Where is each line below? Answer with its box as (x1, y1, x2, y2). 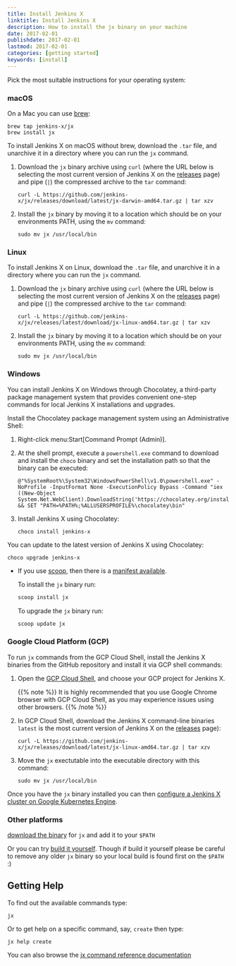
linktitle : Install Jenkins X (7, 17, 97, 24)
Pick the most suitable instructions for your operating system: (7, 76, 186, 84)
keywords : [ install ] (7, 56, 68, 64)
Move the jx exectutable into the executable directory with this (17, 756, 200, 764)
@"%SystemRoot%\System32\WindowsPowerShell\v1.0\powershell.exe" (17, 477, 213, 484)
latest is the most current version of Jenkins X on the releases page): (17, 724, 221, 732)
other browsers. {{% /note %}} (17, 703, 107, 711)
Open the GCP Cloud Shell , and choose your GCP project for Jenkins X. (17, 674, 225, 682)
